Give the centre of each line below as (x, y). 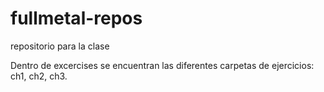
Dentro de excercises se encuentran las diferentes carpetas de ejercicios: (162, 65)
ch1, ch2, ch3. (39, 76)
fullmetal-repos (76, 18)
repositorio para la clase (60, 46)
